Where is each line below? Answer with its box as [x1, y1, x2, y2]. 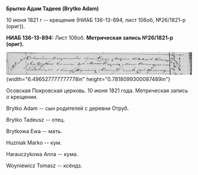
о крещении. [6, 93, 38, 100]
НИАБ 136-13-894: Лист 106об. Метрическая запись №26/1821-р [6, 34, 174, 41]
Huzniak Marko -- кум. [6, 139, 62, 146]
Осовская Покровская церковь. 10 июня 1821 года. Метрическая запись [6, 87, 189, 94]
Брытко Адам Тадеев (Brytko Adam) [6, 5, 99, 12]
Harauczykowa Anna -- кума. [6, 150, 78, 157]
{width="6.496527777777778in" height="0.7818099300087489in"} [6, 75, 171, 82]
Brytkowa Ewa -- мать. [6, 127, 62, 135]
